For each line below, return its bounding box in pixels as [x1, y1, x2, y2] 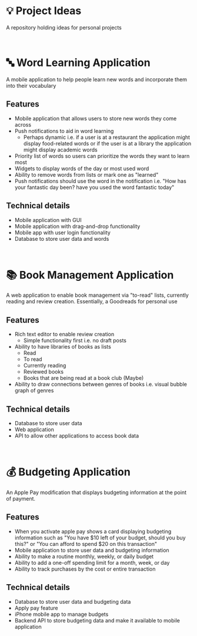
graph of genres [14, 387, 54, 394]
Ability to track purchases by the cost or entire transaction [14, 565, 156, 572]
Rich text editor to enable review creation [14, 331, 115, 338]
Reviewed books [23, 368, 64, 375]
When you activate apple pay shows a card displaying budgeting [14, 528, 172, 535]
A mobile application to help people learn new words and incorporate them [6, 75, 187, 83]
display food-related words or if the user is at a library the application [23, 140, 192, 147]
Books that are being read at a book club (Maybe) [23, 375, 144, 382]
